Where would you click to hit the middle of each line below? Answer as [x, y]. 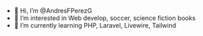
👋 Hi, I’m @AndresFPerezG [53, 11]
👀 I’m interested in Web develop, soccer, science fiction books [105, 18]
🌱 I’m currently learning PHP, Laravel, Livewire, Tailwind [95, 25]
